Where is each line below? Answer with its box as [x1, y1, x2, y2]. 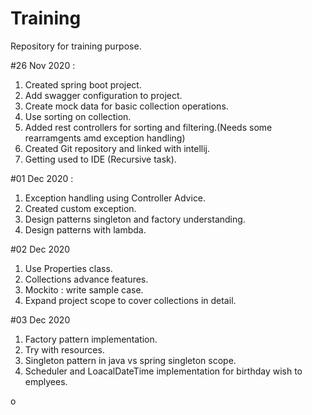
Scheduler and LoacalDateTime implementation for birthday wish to [24, 365, 303, 377]
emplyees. [24, 375, 68, 387]
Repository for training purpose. [10, 40, 142, 52]
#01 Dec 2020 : [10, 172, 74, 184]
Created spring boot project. [24, 78, 142, 91]
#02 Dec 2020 [10, 243, 71, 255]
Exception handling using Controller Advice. [24, 192, 207, 204]
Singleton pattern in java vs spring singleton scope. [24, 354, 237, 366]
